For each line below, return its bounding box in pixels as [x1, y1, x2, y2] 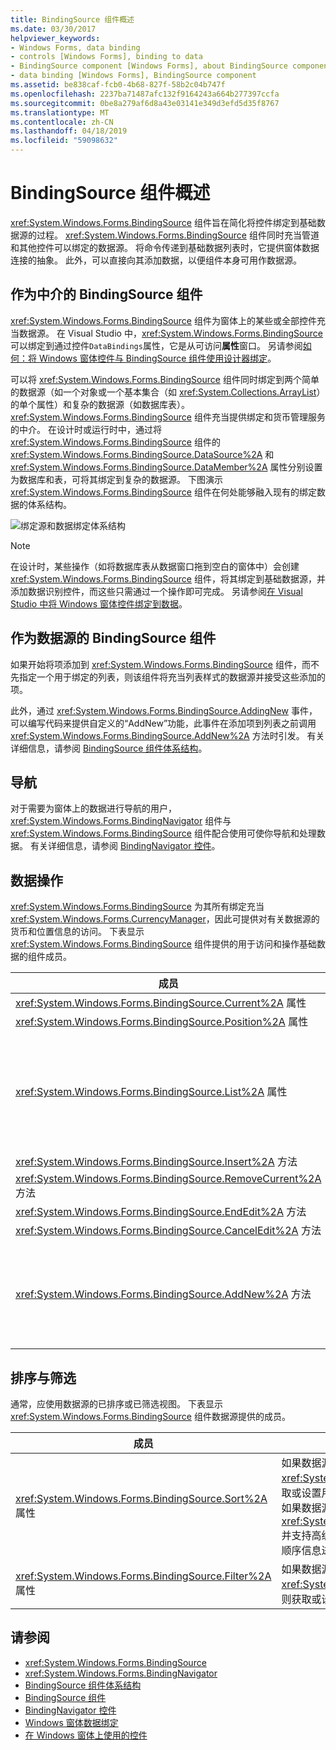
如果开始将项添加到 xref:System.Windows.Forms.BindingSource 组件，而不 [10, 658, 320, 670]
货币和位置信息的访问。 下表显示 [10, 926, 145, 938]
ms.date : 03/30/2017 [10, 24, 97, 34]
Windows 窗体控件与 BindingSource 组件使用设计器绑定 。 [38, 352, 277, 364]
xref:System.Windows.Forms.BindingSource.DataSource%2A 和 [10, 448, 275, 460]
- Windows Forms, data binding [10, 42, 141, 53]
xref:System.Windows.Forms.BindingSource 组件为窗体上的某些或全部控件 [10, 314, 317, 326]
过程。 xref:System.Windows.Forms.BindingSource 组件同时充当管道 [36, 229, 320, 241]
